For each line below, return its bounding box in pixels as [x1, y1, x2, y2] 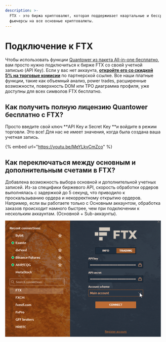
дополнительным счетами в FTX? [5, 166, 116, 174]
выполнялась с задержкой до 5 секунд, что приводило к [5, 189, 125, 195]
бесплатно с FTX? [5, 111, 64, 119]
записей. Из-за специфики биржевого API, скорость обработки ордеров [5, 184, 159, 190]
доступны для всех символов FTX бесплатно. [5, 88, 102, 94]
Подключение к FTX [5, 40, 93, 52]
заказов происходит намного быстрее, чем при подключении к [5, 205, 140, 211]
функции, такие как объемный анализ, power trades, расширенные [5, 78, 147, 84]
